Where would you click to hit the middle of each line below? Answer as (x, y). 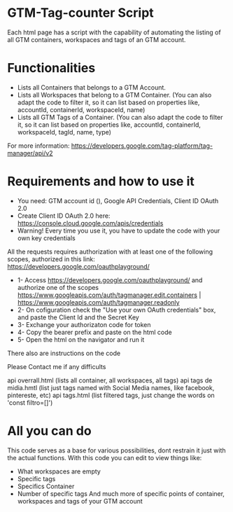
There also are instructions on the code (64, 353)
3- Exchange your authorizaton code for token (84, 324)
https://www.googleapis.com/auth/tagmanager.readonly (98, 302)
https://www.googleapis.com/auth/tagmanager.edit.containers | (109, 295)
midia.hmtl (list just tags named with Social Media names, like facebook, (111, 387)
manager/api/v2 (30, 153)
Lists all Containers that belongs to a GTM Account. (92, 87)
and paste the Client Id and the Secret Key (78, 317)
